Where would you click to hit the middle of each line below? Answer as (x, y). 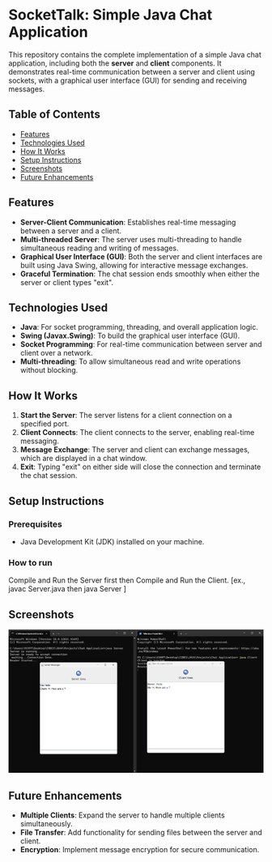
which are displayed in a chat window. (83, 459)
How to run (30, 562)
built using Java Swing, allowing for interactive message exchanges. (134, 265)
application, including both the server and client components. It (115, 63)
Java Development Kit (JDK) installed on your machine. (112, 541)
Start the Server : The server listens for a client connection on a (126, 416)
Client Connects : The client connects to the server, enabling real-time (137, 433)
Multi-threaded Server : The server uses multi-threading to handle (131, 239)
